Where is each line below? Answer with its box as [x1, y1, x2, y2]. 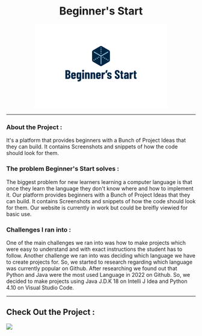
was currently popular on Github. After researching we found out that [6, 264, 177, 272]
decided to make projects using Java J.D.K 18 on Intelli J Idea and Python [6, 277, 188, 285]
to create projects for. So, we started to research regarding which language [6, 258, 193, 265]
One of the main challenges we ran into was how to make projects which [6, 239, 186, 246]
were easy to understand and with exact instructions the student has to [6, 246, 183, 253]
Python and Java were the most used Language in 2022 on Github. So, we [6, 271, 191, 278]
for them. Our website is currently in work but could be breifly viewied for [6, 204, 188, 211]
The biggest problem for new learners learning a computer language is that [6, 178, 192, 185]
